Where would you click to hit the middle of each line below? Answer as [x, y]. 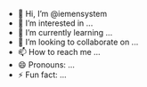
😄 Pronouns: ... [46, 65]
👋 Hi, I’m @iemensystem [62, 14]
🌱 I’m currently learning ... [65, 32]
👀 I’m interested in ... [55, 23]
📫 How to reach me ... [59, 52]
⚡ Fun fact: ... [42, 75]
